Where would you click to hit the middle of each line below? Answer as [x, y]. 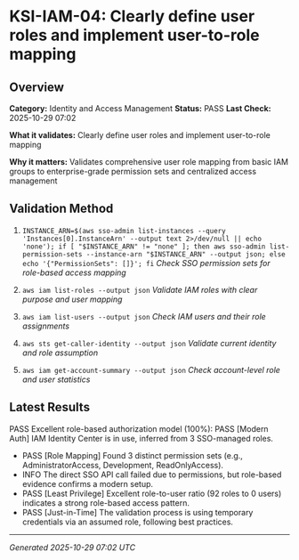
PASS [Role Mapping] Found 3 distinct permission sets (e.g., [132, 455]
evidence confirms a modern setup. [88, 483]
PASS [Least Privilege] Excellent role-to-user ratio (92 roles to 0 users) [152, 493]
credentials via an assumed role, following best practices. [128, 522]
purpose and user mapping [72, 299]
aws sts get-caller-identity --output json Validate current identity [149, 343]
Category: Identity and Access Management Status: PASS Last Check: [140, 108]
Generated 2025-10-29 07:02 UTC [73, 547]
